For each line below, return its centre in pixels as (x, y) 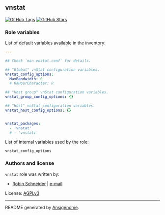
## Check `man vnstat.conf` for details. (48, 61)
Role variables (23, 32)
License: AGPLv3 (22, 193)
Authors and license (30, 163)
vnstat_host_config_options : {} (38, 110)
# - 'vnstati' (24, 133)
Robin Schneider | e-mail (37, 184)
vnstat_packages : (23, 123)
